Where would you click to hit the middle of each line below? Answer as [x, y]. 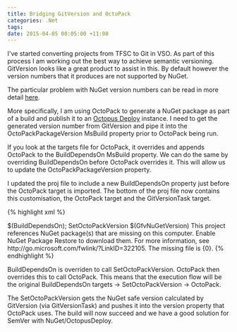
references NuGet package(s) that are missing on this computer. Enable [111, 233]
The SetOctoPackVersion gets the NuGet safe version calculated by [106, 298]
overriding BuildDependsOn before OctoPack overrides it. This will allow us [116, 162]
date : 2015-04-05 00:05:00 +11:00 [58, 34]
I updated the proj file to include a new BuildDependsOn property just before [119, 184]
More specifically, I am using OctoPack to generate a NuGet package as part [119, 111]
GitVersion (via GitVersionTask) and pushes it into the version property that [116, 306]
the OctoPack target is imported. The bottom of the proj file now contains [114, 191]
